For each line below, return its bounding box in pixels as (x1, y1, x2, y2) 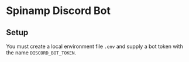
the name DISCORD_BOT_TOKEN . (6, 49, 77, 56)
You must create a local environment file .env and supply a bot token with (6, 43, 183, 50)
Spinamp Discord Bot (6, 4, 111, 18)
